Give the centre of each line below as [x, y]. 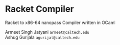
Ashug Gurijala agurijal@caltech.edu [42, 37]
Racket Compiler [40, 9]
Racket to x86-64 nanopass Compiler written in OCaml [60, 22]
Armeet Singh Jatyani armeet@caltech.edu [47, 32]
